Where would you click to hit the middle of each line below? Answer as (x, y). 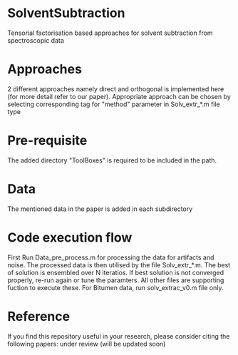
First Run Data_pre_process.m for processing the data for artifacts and (111, 257)
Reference (38, 316)
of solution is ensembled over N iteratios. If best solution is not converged (116, 272)
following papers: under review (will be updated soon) (87, 344)
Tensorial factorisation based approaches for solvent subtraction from (110, 33)
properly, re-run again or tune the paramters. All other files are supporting (116, 280)
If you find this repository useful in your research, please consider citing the (119, 336)
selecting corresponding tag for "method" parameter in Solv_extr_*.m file (114, 104)
